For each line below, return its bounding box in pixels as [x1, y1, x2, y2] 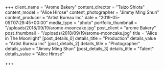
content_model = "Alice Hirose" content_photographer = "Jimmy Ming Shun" [5, 9, 159, 15]
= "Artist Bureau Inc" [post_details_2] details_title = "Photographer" [5, 41, 141, 46]
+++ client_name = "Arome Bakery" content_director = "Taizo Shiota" [5, 4, 145, 10]
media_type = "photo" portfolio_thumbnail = [48, 20, 138, 25]
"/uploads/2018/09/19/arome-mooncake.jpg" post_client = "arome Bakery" [5, 25, 156, 31]
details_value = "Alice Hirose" [5, 51, 65, 57]
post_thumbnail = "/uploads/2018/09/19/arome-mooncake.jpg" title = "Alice [5, 30, 158, 36]
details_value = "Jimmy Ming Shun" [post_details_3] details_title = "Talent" [5, 46, 154, 51]
